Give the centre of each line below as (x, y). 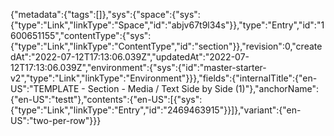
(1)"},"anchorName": (277, 88)
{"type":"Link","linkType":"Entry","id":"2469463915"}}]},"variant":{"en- (156, 110)
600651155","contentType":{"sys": (81, 35)
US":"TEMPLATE (45, 88)
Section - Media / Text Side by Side (160, 88)
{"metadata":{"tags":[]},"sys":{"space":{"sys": (105, 14)
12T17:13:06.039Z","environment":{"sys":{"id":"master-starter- (138, 67)
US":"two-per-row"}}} (56, 120)
